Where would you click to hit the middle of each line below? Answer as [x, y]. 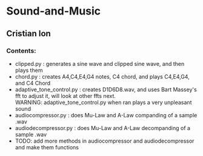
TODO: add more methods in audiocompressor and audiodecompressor [105, 141]
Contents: [21, 51]
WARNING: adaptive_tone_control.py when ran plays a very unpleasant [103, 102]
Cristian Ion [29, 34]
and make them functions [47, 147]
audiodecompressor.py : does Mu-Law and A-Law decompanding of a [103, 128]
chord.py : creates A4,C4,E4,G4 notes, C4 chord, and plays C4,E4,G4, [102, 76]
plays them [29, 70]
